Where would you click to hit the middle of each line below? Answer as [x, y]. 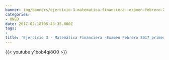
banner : [13, 10]
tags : [11, 28]
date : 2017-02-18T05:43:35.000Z [39, 24]
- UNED [12, 19]
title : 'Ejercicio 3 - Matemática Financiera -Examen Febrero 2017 [77, 38]
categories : [18, 14]
